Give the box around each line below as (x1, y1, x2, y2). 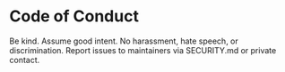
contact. (9, 54, 40, 65)
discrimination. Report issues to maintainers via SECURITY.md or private (9, 44, 277, 55)
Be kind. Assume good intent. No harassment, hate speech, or (9, 36, 239, 46)
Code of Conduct (9, 6, 139, 27)
